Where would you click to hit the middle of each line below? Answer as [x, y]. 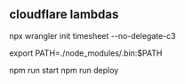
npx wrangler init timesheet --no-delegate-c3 [92, 35]
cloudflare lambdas [64, 15]
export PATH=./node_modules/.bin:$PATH [86, 53]
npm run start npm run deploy [64, 70]
